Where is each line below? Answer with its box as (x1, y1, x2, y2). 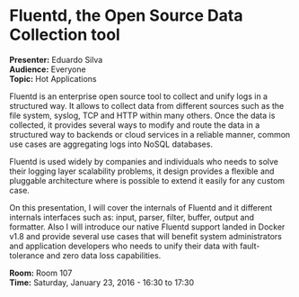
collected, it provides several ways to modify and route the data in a (9, 119, 260, 130)
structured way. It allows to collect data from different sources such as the (9, 100, 285, 111)
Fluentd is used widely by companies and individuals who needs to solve (9, 156, 279, 166)
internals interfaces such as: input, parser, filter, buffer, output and (9, 211, 254, 222)
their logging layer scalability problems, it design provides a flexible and (9, 166, 275, 176)
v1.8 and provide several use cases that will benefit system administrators (9, 230, 283, 241)
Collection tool (9, 24, 121, 45)
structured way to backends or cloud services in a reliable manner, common (9, 129, 291, 139)
